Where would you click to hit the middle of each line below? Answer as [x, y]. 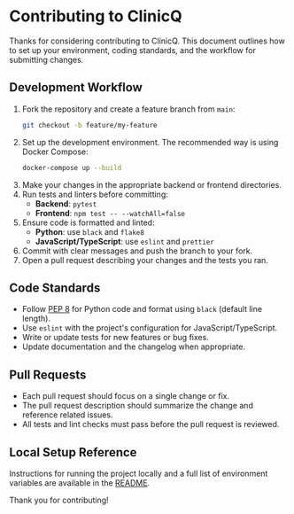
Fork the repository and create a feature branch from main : [128, 109]
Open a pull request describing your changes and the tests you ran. [145, 260]
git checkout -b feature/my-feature [89, 125]
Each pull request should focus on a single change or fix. [126, 396]
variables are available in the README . [80, 483]
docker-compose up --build [72, 167]
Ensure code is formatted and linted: [88, 222]
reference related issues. [67, 415]
